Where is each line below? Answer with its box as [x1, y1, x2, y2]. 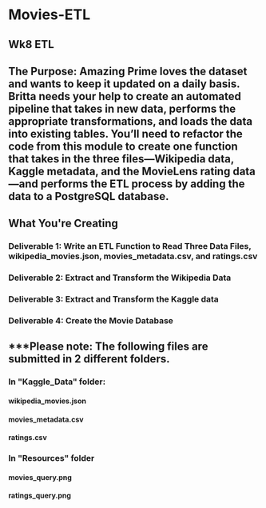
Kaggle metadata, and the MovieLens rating [8, 164, 231, 178]
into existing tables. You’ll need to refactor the [8, 126, 244, 141]
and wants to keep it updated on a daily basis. [8, 77, 240, 90]
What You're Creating [8, 217, 118, 230]
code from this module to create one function [8, 139, 238, 153]
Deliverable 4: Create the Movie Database [8, 315, 174, 326]
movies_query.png [8, 472, 72, 482]
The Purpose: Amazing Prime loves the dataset [8, 64, 248, 78]
